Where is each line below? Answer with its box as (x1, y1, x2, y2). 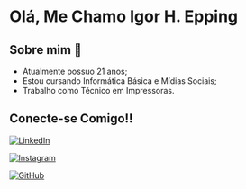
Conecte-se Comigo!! (9, 111, 133, 127)
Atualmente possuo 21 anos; (22, 66, 128, 76)
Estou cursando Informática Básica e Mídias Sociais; (22, 76, 217, 86)
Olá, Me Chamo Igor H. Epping (9, 6, 239, 27)
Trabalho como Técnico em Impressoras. (22, 85, 175, 95)
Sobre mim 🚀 (9, 42, 83, 58)
